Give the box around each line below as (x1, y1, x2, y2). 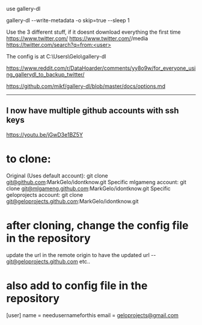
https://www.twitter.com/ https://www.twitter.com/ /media (6, 35, 148, 42)
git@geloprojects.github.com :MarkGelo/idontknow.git (6, 197, 139, 205)
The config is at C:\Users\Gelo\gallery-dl (6, 53, 106, 60)
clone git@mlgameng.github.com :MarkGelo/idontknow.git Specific (6, 185, 171, 192)
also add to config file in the (6, 279, 148, 292)
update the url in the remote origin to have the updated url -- (6, 251, 156, 258)
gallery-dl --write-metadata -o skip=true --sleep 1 (6, 17, 130, 23)
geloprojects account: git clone (6, 191, 83, 198)
